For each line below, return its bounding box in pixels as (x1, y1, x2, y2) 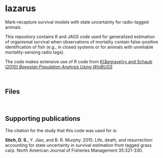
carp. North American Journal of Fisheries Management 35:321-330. (5, 147, 143, 153)
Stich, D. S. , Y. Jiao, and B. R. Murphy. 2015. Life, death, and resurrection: (5, 137, 153, 143)
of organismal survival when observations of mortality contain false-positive (5, 39, 159, 44)
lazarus (5, 3, 36, 14)
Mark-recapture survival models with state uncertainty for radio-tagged (5, 19, 149, 25)
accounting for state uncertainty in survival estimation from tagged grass (5, 142, 152, 148)
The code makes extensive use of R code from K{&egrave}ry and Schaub (5, 59, 153, 64)
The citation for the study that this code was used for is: (5, 127, 118, 133)
